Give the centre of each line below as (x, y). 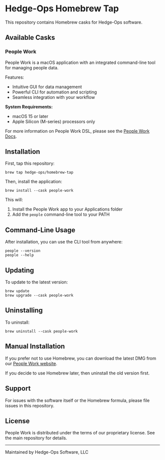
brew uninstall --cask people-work (41, 331)
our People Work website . (31, 363)
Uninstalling (24, 310)
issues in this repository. (30, 405)
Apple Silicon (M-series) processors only (54, 122)
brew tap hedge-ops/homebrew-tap (39, 173)
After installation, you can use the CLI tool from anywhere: (64, 242)
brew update (17, 291)
